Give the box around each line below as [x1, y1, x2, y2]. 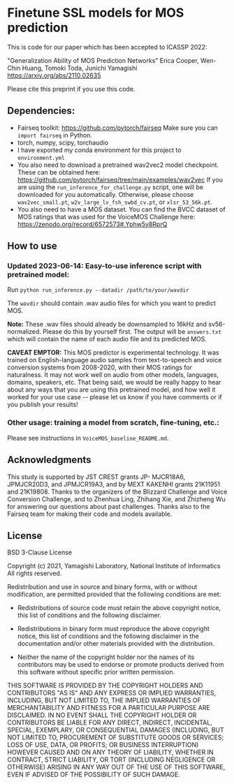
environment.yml [17, 154, 65, 161]
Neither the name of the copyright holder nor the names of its [17, 653, 195, 661]
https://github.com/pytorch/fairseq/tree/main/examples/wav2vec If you [17, 175, 224, 184]
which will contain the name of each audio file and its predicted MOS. [7, 335, 207, 343]
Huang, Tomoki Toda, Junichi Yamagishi [22, 64, 138, 72]
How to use [7, 240, 57, 252]
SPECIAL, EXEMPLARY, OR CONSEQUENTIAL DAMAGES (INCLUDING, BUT [7, 726, 225, 734]
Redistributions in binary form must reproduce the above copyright [17, 625, 210, 633]
